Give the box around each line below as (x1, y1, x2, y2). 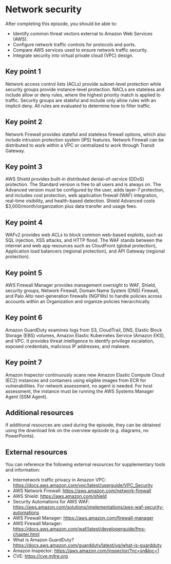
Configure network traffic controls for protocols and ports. (12, 41, 136, 47)
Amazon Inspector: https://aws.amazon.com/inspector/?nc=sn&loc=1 (12, 548, 159, 554)
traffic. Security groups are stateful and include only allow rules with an (5, 97, 157, 103)
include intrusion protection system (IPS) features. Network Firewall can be (5, 137, 164, 143)
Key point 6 (5, 313, 43, 322)
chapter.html (12, 531, 40, 537)
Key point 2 (5, 118, 43, 126)
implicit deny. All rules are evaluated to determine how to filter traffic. (5, 103, 151, 109)
